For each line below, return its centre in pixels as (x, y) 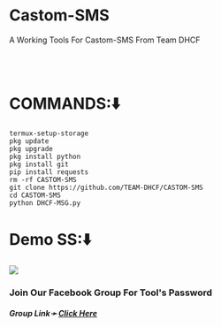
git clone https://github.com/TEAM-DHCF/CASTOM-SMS (106, 187)
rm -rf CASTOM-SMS (43, 179)
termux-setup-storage (49, 133)
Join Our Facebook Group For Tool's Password (111, 293)
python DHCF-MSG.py (45, 203)
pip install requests (49, 172)
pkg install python (45, 156)
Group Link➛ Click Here (53, 314)
